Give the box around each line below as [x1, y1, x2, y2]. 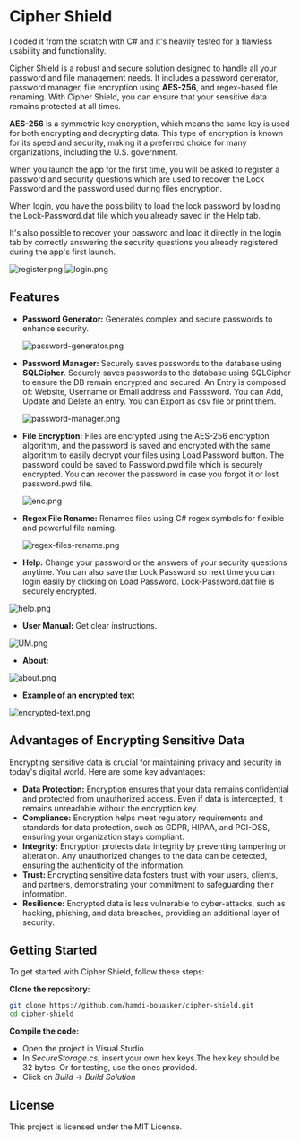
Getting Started [9, 942, 98, 957]
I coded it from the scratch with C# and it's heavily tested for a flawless [9, 36, 273, 47]
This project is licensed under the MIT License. [9, 1121, 183, 1132]
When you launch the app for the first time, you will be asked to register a [9, 164, 280, 175]
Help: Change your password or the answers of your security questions [21, 557, 287, 568]
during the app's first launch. [9, 246, 116, 257]
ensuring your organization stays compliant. [21, 831, 185, 842]
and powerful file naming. [21, 522, 117, 533]
